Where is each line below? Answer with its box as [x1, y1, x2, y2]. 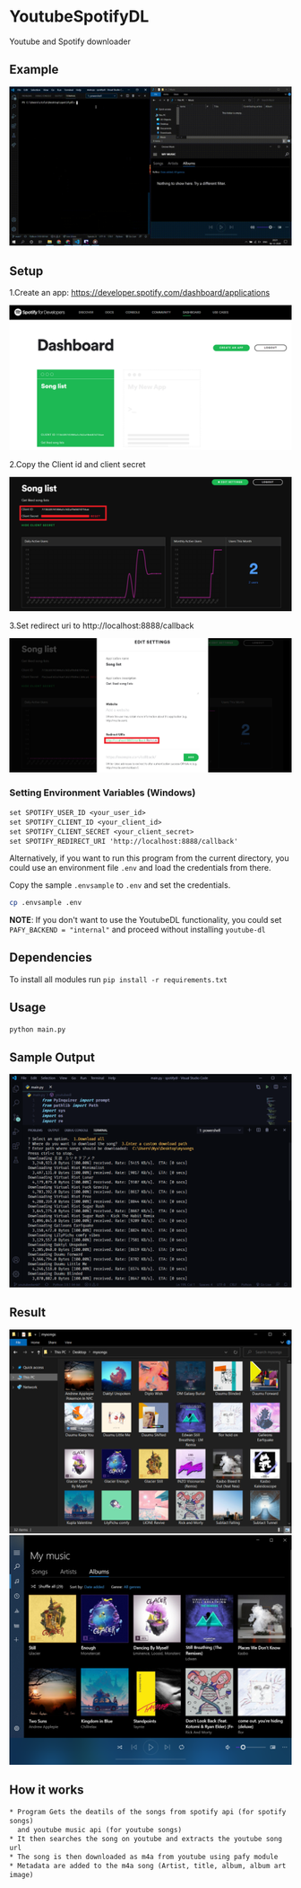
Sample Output [9, 1050, 96, 1065]
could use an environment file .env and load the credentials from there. [9, 862, 271, 873]
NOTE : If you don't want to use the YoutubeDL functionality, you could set [9, 914, 282, 925]
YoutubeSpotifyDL [9, 6, 150, 27]
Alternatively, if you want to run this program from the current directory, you [9, 852, 289, 864]
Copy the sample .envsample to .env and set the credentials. [9, 879, 231, 891]
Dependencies [9, 950, 92, 965]
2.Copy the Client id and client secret [9, 458, 146, 469]
